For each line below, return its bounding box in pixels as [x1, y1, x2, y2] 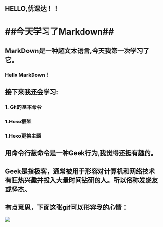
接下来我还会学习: [5, 88, 59, 96]
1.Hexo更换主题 [5, 133, 41, 140]
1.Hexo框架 [5, 118, 32, 125]
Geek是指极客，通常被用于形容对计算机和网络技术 [5, 167, 155, 175]
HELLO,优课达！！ [5, 4, 60, 13]
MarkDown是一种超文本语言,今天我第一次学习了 [5, 47, 149, 55]
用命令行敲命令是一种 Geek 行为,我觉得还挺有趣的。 [5, 149, 157, 157]
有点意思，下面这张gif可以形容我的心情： [5, 203, 129, 211]
